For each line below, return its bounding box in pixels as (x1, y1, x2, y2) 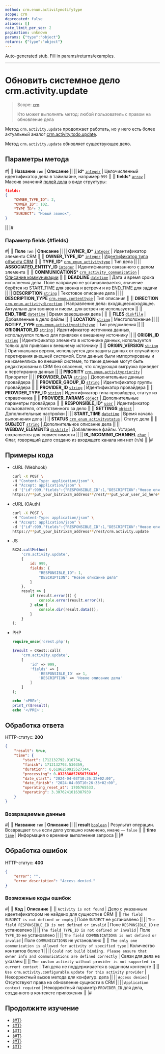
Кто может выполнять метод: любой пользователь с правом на (17, 111, 151, 117)
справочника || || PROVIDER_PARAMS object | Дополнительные (5, 395, 139, 401)
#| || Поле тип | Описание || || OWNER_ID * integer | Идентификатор (5, 248, 147, 254)
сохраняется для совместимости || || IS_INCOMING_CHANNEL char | (5, 431, 149, 437)
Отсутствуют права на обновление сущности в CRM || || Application (5, 979, 149, 985)
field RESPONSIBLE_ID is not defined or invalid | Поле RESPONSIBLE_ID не (5, 921, 160, 928)
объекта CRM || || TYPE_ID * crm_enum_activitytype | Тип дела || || (5, 259, 141, 264)
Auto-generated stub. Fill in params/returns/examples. (5, 53, 115, 59)
